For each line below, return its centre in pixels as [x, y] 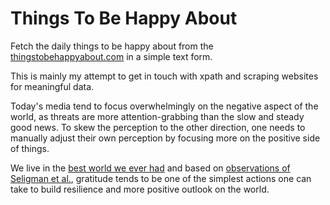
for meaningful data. [52, 86]
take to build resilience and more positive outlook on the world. [140, 189]
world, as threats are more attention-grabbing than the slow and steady [157, 116]
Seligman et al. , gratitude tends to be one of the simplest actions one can [161, 178]
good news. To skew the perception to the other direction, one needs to [158, 127]
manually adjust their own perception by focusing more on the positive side [165, 138]
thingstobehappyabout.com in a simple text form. [111, 56]
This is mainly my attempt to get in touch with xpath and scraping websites [164, 76]
